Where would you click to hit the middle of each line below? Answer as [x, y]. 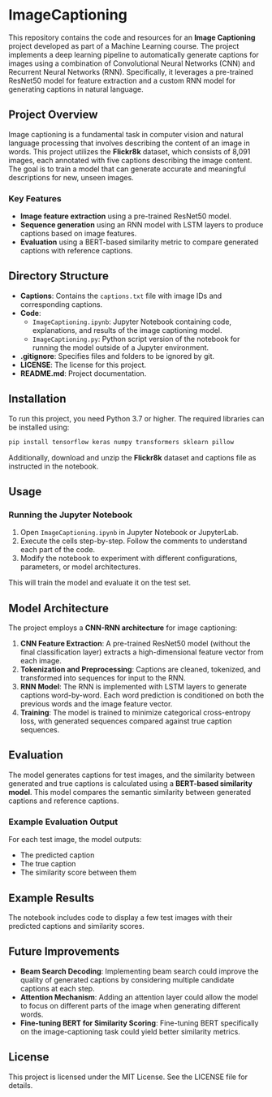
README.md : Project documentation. [83, 373]
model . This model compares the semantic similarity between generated [130, 792]
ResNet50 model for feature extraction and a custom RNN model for [122, 80]
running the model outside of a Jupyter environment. [121, 348]
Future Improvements [64, 952]
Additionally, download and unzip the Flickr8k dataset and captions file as [132, 457]
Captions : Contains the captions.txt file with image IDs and [121, 296]
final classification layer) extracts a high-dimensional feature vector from [142, 652]
